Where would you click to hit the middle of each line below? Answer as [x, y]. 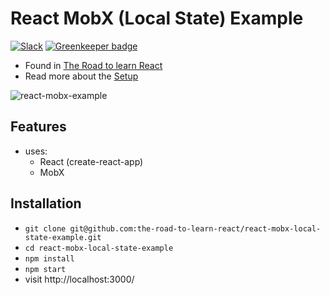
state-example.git [63, 237]
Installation [46, 203]
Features [38, 127]
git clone [45, 228]
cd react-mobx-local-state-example [99, 248]
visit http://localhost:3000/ [79, 279]
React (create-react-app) [91, 161]
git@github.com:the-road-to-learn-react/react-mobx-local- [195, 228]
